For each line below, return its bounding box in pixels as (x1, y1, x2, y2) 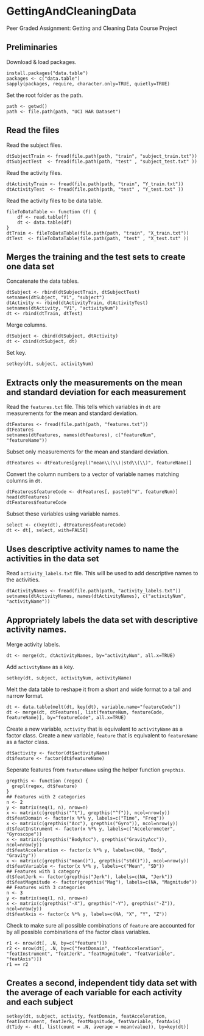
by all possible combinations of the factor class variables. (6, 928, 150, 935)
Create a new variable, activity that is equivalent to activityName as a (6, 725, 183, 733)
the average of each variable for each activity (6, 987, 183, 998)
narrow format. (6, 692, 44, 699)
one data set (6, 261, 55, 272)
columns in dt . (6, 477, 43, 484)
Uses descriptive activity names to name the (6, 544, 180, 554)
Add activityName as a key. (6, 663, 75, 670)
